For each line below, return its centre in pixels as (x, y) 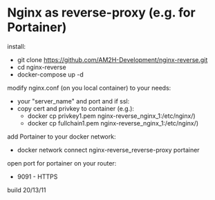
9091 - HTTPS (37, 177)
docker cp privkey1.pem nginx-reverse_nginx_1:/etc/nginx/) (111, 116)
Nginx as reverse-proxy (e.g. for (101, 13)
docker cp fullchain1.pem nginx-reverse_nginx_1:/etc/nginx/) (113, 123)
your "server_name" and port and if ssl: (73, 101)
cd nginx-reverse (42, 67)
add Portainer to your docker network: (62, 137)
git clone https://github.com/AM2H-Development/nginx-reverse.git (112, 59)
